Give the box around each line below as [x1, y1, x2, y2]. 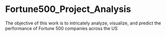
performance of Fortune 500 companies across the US [5, 25, 118, 31]
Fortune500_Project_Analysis [5, 3, 131, 15]
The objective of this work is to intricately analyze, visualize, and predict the [5, 20, 161, 26]
